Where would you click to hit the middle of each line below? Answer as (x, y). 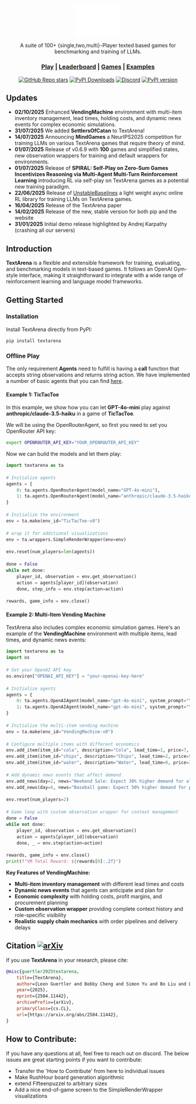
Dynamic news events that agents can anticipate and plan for (89, 890)
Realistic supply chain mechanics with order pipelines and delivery (96, 921)
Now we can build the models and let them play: (64, 454)
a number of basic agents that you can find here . (65, 381)
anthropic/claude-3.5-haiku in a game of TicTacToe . (71, 413)
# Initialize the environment (43, 515)
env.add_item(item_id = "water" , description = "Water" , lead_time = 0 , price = (98, 763)
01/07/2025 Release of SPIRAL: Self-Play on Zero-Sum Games (91, 168)
